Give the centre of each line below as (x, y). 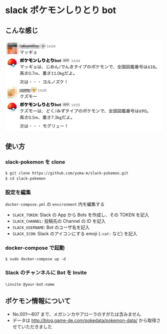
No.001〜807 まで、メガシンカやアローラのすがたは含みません (76, 314)
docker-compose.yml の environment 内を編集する (55, 204)
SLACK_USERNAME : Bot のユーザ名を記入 (51, 227)
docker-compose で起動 (35, 248)
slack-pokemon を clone (35, 162)
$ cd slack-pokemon (25, 179)
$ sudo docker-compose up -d (35, 259)
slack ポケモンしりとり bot (61, 10)
